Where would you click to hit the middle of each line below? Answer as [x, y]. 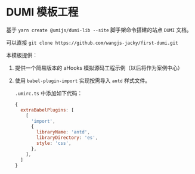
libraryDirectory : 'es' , [67, 138]
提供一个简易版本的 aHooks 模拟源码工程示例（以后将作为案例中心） [99, 68]
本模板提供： [22, 55]
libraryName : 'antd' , [64, 132]
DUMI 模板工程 [42, 12]
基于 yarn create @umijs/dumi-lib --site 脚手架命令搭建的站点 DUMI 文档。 [99, 30]
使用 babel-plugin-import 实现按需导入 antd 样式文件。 [83, 80]
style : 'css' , [54, 144]
